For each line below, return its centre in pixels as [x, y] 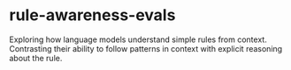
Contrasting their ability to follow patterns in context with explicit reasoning [146, 48]
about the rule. [36, 58]
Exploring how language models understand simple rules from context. [138, 39]
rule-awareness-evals [92, 15]
